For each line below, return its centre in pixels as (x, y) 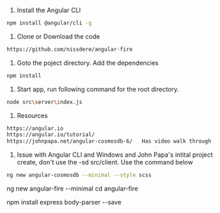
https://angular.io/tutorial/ (51, 135)
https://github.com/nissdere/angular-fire (70, 49)
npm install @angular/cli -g (49, 23)
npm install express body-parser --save (64, 202)
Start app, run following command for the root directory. (98, 89)
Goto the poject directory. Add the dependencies (88, 63)
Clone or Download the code (58, 36)
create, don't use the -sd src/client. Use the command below (105, 162)
